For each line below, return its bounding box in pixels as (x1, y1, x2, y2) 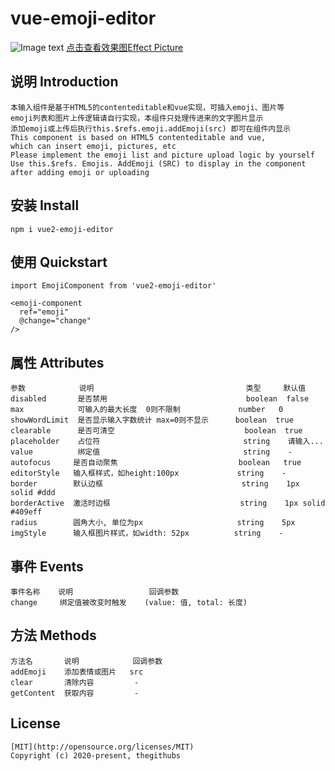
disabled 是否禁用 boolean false (10, 394, 310, 404)
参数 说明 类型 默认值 (10, 383, 307, 394)
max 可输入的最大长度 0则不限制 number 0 (10, 405, 284, 415)
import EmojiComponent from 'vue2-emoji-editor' (10, 281, 217, 291)
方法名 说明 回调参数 (10, 656, 163, 666)
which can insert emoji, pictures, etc (10, 141, 177, 151)
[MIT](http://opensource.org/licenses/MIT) (10, 742, 195, 752)
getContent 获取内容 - (10, 688, 140, 698)
